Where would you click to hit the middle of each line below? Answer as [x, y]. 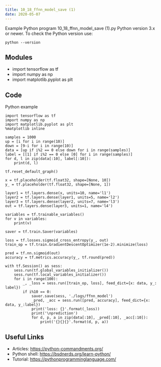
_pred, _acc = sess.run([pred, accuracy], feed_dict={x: [91, 301]
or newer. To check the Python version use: [49, 33]
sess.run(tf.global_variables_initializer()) [61, 270]
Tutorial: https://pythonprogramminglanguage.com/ [64, 359]
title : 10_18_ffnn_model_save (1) [40, 10]
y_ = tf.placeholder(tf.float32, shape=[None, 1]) [58, 184]
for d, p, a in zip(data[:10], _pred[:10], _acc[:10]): [90, 318]
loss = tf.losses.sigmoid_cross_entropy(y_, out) [57, 240]
